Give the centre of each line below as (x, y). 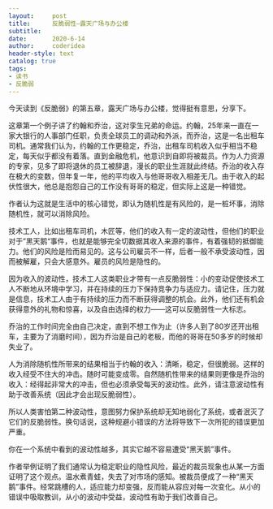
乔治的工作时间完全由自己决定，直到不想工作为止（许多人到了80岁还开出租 (134, 326)
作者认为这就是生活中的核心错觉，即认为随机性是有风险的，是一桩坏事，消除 (136, 203)
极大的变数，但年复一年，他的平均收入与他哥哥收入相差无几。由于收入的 (136, 176)
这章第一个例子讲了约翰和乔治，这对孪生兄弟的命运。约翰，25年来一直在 (130, 125)
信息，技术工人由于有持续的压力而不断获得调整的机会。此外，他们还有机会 (140, 299)
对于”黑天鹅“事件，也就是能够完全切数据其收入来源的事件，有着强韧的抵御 (133, 241)
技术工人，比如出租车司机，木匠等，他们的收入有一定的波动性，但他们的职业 (136, 231)
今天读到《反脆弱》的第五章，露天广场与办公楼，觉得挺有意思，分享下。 (129, 108)
